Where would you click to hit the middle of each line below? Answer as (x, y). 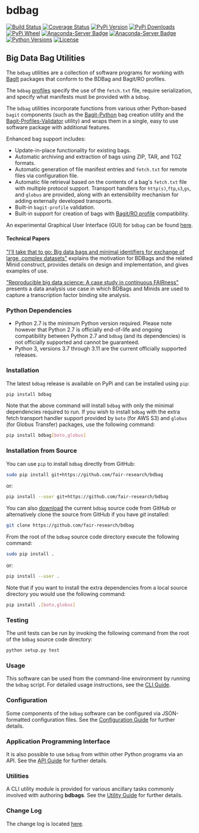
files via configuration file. (47, 176)
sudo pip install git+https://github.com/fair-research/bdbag (85, 475)
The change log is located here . (45, 823)
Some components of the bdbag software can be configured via (83, 713)
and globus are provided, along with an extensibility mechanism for (97, 195)
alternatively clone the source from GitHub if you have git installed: (88, 515)
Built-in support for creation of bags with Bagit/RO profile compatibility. (102, 213)
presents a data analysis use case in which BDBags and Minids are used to (98, 289)
